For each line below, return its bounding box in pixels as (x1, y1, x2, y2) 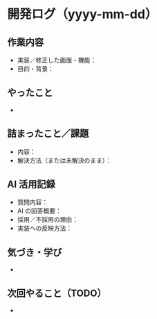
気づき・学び (7, 246, 62, 258)
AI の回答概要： (17, 206, 62, 215)
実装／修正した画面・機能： (17, 56, 97, 64)
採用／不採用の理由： (17, 215, 78, 224)
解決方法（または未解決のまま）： (17, 156, 112, 164)
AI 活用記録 (7, 179, 55, 190)
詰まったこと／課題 (7, 128, 89, 140)
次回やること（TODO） (7, 287, 107, 299)
